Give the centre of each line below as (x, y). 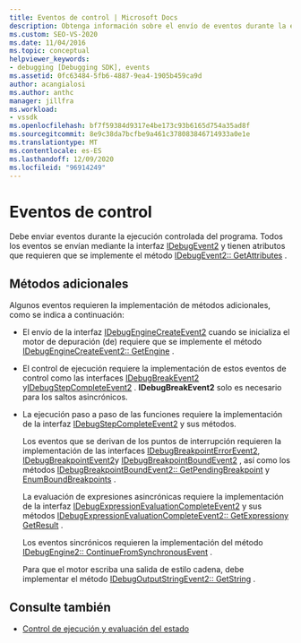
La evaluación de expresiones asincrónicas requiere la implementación (153, 497)
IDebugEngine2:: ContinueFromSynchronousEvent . (117, 553)
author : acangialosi (48, 84)
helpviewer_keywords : (50, 59)
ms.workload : (34, 109)
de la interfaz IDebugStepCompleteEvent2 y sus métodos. (129, 424)
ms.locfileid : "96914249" (57, 167)
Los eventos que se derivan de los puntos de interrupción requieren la (152, 442)
